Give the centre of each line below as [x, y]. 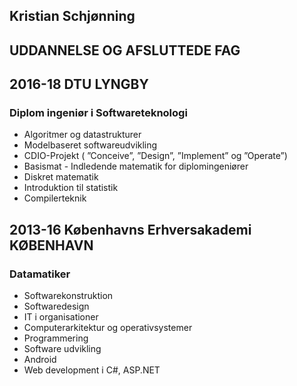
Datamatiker [40, 274]
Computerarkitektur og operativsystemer [108, 328]
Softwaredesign [56, 306]
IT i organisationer [61, 317]
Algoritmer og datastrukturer [82, 135]
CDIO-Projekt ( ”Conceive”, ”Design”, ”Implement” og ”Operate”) [155, 156]
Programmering [56, 338]
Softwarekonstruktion [68, 296]
